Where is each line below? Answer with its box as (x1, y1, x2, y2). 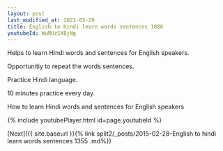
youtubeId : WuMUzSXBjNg (7, 29, 77, 37)
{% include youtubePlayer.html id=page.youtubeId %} (7, 116, 162, 125)
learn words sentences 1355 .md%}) (7, 137, 111, 145)
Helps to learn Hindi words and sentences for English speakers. (7, 49, 190, 57)
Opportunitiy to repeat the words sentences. (7, 62, 134, 70)
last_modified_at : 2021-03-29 (7, 17, 95, 24)
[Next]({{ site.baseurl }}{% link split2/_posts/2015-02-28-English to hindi (7, 129, 217, 138)
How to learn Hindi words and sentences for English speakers (7, 102, 185, 111)
